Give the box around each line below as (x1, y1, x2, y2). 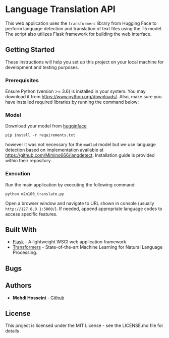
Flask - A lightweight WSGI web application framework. (12, 239, 128, 245)
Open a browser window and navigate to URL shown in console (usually (5, 200, 155, 206)
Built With (5, 226, 37, 234)
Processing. (12, 249, 38, 255)
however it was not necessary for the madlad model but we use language (5, 142, 156, 148)
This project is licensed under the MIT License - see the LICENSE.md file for (5, 322, 163, 328)
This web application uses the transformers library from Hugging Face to (5, 20, 157, 26)
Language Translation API (5, 4, 116, 15)
